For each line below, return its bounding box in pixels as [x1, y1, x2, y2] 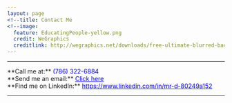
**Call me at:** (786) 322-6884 [7, 67, 99, 76]
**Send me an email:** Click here [7, 75, 104, 82]
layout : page [7, 10, 45, 17]
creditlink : [13, 42, 48, 49]
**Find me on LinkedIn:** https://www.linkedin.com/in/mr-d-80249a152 [7, 82, 213, 90]
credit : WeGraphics [13, 36, 70, 43]
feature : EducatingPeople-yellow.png [13, 29, 122, 36]
